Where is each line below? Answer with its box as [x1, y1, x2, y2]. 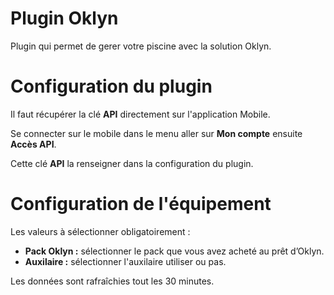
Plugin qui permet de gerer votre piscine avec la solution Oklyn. [10, 40, 272, 52]
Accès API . [10, 138, 57, 150]
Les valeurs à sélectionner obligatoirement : [10, 225, 191, 237]
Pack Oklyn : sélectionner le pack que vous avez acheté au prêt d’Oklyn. [24, 245, 325, 257]
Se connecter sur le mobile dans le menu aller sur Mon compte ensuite [10, 127, 303, 139]
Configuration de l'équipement [10, 193, 272, 216]
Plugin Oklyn [10, 7, 119, 30]
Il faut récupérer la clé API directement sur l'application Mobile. [10, 108, 271, 120]
